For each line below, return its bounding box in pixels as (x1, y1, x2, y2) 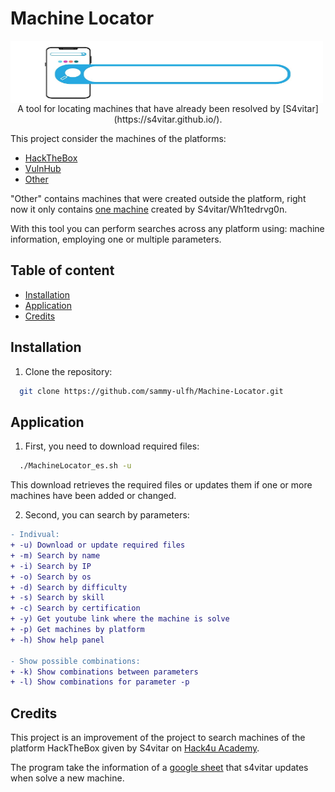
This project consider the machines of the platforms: (10, 132, 227, 144)
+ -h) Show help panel (10, 635, 105, 645)
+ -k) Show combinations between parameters (10, 667, 199, 677)
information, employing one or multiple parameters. (10, 233, 222, 245)
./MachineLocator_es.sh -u (19, 461, 132, 471)
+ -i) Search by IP (10, 561, 92, 571)
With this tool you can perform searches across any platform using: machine (10, 222, 325, 234)
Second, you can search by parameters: (24, 509, 190, 521)
